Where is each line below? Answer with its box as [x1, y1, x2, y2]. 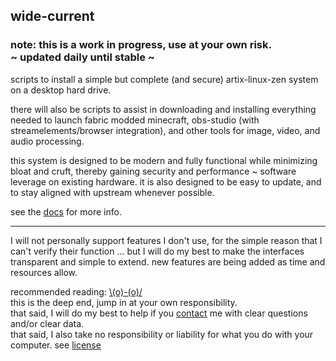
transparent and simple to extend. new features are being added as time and [10, 255, 326, 268]
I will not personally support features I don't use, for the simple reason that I [10, 234, 323, 246]
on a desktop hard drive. [10, 84, 112, 96]
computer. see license [10, 339, 102, 351]
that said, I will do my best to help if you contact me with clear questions [10, 307, 308, 319]
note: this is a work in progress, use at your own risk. [10, 38, 272, 52]
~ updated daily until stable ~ [10, 50, 155, 64]
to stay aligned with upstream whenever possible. [10, 186, 215, 198]
